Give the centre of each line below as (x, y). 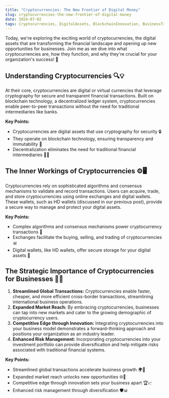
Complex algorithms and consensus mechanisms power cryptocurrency (87, 226)
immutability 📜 (27, 144)
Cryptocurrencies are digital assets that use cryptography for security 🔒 (87, 131)
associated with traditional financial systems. (59, 350)
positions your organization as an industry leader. (64, 334)
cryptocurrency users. (35, 318)
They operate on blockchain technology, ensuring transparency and (83, 139)
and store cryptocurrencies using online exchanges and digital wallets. (78, 196)
